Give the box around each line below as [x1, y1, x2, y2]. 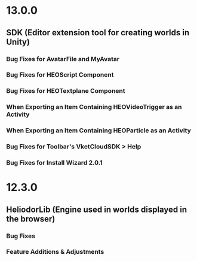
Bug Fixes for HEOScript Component [6, 71, 114, 79]
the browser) [6, 214, 56, 224]
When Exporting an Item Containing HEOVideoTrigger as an [6, 103, 182, 111]
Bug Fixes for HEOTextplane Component [6, 87, 125, 95]
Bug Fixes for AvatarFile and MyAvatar [6, 54, 120, 63]
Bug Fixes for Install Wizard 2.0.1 [6, 159, 103, 167]
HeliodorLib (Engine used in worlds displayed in [6, 204, 187, 214]
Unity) [6, 37, 30, 47]
